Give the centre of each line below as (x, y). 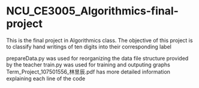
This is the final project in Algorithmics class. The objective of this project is (99, 40)
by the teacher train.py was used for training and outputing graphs (88, 65)
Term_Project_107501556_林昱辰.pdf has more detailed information (88, 72)
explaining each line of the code (46, 78)
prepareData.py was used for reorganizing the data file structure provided (97, 58)
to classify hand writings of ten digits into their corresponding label (89, 47)
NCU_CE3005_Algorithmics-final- (92, 11)
